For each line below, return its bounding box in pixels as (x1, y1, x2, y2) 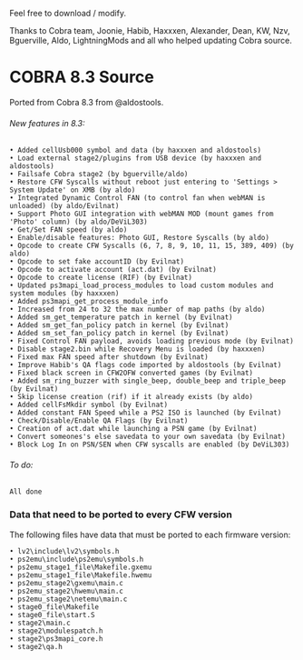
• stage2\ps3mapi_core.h (9, 634, 103, 644)
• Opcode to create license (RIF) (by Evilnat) (9, 273, 193, 283)
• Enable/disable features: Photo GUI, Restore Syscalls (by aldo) (9, 234, 270, 243)
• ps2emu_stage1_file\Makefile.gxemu (9, 563, 152, 572)
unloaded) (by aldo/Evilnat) (9, 202, 120, 211)
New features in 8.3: (9, 117, 85, 128)
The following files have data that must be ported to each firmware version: (9, 529, 291, 540)
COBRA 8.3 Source (9, 67, 154, 87)
